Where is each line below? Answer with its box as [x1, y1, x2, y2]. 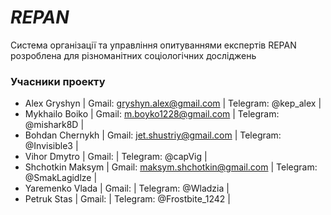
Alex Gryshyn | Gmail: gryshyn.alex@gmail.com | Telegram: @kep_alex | [24, 97, 322, 110]
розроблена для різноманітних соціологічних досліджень [10, 49, 257, 61]
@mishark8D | [24, 119, 85, 131]
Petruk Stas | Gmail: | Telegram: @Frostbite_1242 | [24, 193, 231, 205]
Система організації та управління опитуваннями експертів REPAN [10, 39, 297, 51]
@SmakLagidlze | [24, 172, 98, 184]
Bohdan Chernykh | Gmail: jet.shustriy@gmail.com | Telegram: [24, 129, 282, 141]
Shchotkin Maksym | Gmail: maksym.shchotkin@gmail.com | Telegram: [24, 161, 318, 173]
